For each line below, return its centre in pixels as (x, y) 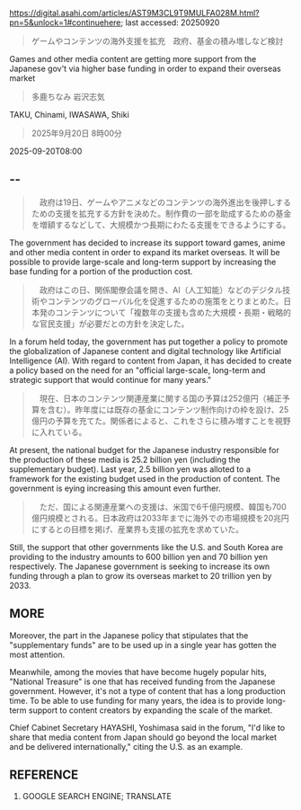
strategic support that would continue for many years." (111, 379)
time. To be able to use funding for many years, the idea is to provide (137, 700)
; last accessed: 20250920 (170, 22)
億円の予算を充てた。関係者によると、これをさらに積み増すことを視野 (161, 421)
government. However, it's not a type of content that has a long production (147, 690)
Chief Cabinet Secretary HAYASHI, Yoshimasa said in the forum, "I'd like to (147, 727)
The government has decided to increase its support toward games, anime (147, 243)
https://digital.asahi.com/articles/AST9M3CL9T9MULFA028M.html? (135, 13)
